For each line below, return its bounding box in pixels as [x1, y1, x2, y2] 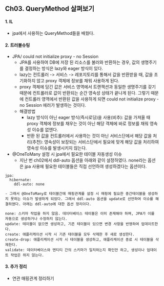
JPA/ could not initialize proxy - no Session [12, 53, 99, 59]
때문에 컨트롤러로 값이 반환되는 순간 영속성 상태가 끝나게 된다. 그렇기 [19, 90, 150, 95]
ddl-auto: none [14, 182, 45, 187]
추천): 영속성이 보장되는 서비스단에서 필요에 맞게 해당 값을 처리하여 [32, 139, 159, 144]
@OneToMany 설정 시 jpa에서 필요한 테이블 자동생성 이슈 [12, 151, 122, 157]
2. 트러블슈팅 [5, 42, 30, 48]
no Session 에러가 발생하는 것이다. [19, 102, 86, 108]
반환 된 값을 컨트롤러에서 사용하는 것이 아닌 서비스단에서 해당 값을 [26, 133, 152, 139]
